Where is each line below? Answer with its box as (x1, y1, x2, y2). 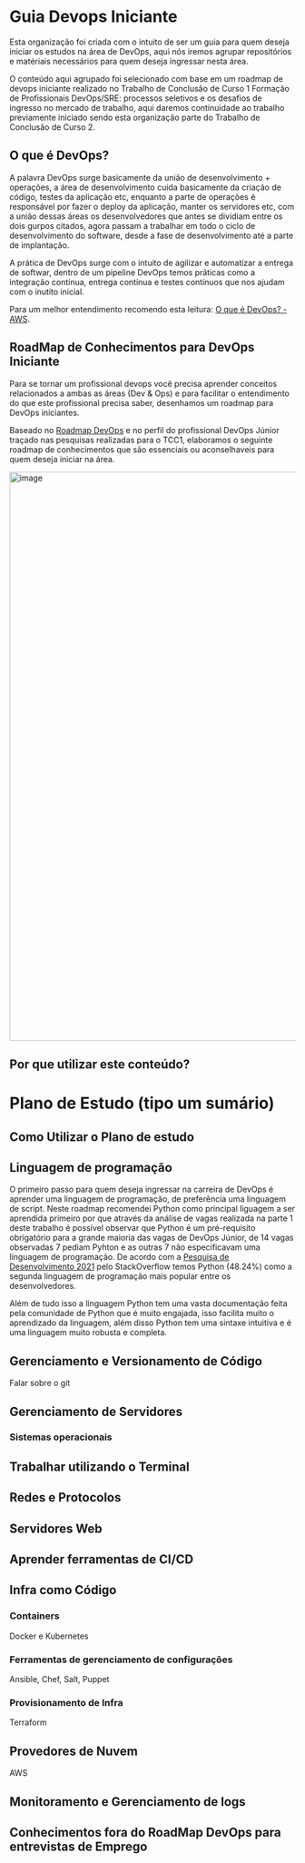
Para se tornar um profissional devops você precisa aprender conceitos (9, 378, 278, 389)
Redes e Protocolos (9, 1490, 122, 1505)
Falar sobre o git (9, 1378, 71, 1389)
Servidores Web (9, 1521, 103, 1536)
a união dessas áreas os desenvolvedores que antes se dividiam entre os (9, 211, 283, 222)
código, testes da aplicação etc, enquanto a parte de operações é (9, 191, 256, 202)
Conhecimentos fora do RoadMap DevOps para (9, 1824, 281, 1840)
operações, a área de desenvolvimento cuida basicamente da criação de (9, 182, 281, 193)
